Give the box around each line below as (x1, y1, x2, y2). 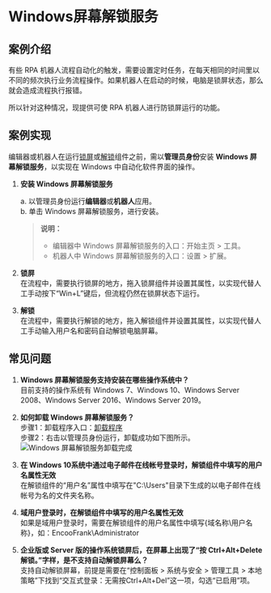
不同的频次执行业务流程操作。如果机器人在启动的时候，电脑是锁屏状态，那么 (8, 75, 264, 85)
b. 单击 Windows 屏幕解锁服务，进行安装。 (19, 206, 163, 215)
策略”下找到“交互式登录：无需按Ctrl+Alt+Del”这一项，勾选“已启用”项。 (19, 575, 255, 585)
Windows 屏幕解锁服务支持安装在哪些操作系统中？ (19, 374, 190, 385)
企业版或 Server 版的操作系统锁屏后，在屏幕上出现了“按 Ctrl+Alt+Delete (19, 544, 263, 555)
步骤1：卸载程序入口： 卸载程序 (19, 422, 123, 432)
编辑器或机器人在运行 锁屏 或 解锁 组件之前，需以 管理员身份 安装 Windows (8, 151, 248, 161)
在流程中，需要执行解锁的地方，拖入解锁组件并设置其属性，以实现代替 (19, 315, 255, 325)
